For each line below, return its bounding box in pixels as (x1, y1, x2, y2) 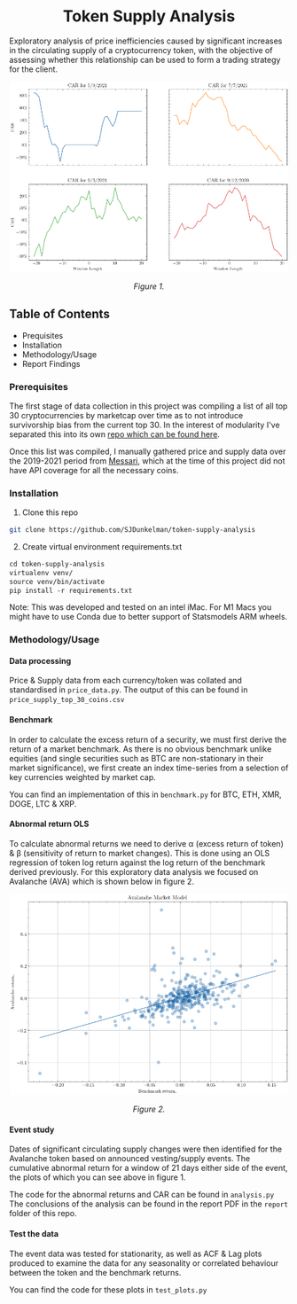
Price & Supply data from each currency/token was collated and (9, 675, 242, 686)
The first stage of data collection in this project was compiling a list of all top (9, 401, 288, 411)
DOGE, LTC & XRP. (9, 798, 77, 808)
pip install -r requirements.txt (9, 587, 133, 596)
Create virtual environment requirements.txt (21, 542, 183, 552)
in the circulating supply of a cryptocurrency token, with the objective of (9, 44, 273, 55)
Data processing (9, 655, 72, 666)
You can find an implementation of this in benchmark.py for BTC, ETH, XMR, (9, 789, 282, 800)
